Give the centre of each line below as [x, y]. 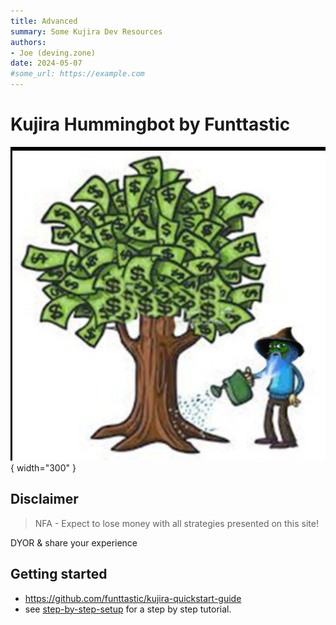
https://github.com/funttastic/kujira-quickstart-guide [133, 598]
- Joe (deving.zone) [53, 53]
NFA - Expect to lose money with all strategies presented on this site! [176, 523]
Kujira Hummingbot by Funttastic [150, 124]
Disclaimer [44, 499]
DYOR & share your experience [74, 542]
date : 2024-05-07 [46, 63]
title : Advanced [44, 21]
